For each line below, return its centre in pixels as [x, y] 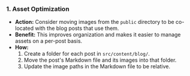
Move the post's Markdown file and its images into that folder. [100, 60]
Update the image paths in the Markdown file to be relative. [97, 66]
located [24, 28]
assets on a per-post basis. [49, 41]
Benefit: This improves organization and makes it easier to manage [98, 35]
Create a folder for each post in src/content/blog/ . [87, 54]
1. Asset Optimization [38, 9]
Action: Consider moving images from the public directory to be [95, 22]
